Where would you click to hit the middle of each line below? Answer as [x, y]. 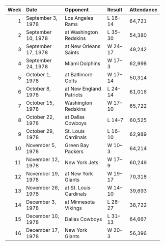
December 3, [41, 202]
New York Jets [82, 163]
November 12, [43, 159]
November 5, [41, 145]
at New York [79, 173]
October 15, [40, 103]
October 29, [40, 131]
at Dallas [75, 117]
